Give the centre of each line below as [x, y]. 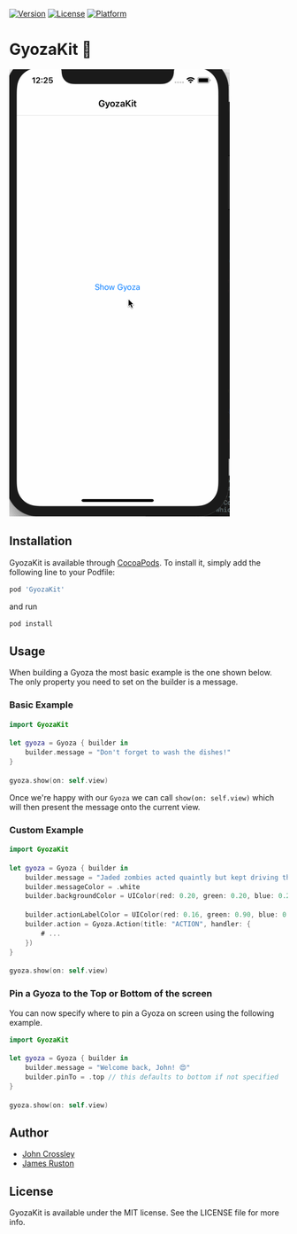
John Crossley [48, 1154]
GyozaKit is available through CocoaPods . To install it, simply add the [135, 562]
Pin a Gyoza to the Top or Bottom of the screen [111, 994]
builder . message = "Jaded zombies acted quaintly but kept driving [152, 878]
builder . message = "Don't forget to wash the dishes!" [128, 753]
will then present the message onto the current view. [105, 807]
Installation [41, 541]
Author [29, 1132]
